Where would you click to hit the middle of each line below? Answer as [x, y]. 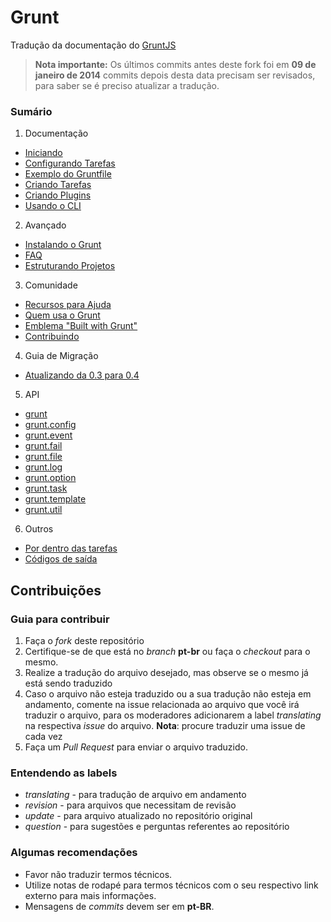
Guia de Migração [61, 356]
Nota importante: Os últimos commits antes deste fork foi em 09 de [175, 64]
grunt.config [50, 425]
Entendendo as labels [64, 773]
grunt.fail [43, 446]
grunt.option [50, 478]
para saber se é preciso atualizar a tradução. [127, 85]
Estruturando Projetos [70, 266]
